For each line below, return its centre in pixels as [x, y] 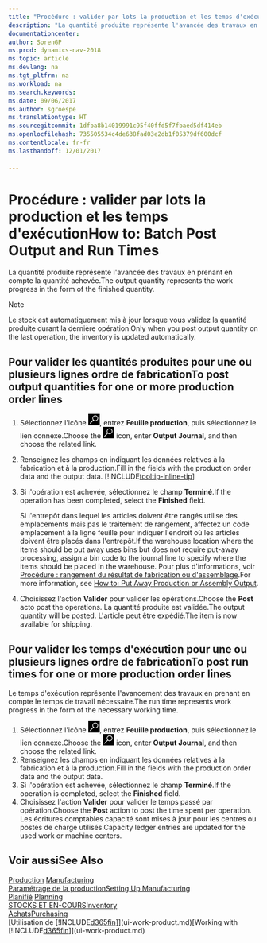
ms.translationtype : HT [48, 118]
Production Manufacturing [51, 879]
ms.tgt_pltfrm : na [39, 76]
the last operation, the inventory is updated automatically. [102, 337]
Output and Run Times [84, 250]
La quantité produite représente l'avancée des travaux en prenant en [120, 272]
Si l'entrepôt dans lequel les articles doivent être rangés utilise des [129, 516]
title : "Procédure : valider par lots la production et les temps [120, 17]
